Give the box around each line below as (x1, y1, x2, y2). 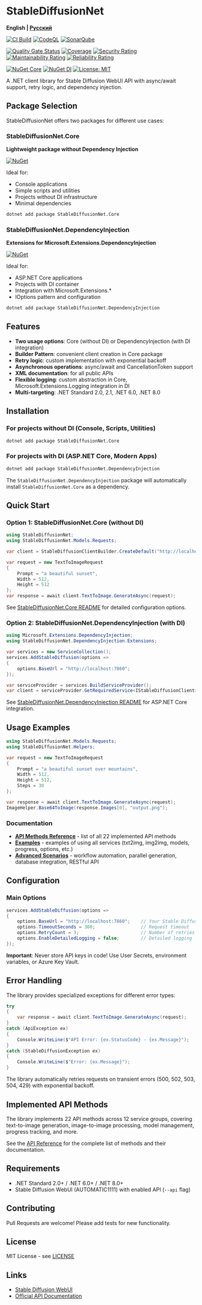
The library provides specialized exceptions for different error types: (6, 991, 176, 999)
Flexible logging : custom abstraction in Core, (14, 376, 127, 383)
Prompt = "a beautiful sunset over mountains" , (17, 766, 138, 772)
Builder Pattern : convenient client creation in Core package (14, 350, 163, 357)
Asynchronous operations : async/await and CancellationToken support (14, 363, 194, 370)
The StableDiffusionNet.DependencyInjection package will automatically (6, 476, 187, 484)
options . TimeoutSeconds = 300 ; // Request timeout (17, 924, 189, 930)
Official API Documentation (14, 1292, 82, 1300)
